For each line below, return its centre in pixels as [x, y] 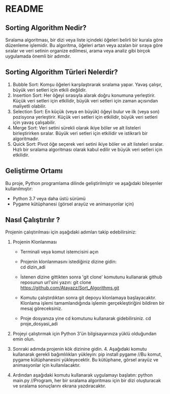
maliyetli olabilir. [30, 106]
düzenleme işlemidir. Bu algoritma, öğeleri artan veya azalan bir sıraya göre [84, 45]
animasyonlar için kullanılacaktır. [47, 365]
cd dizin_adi [33, 267]
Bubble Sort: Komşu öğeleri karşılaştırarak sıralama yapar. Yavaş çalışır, [87, 84]
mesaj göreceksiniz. [41, 308]
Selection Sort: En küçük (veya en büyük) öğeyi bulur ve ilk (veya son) [86, 111]
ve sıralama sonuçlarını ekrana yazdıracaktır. [59, 386]
